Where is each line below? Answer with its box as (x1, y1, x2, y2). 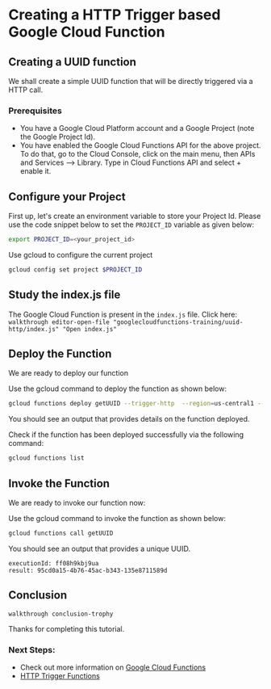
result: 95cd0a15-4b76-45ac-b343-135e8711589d (8, 566, 168, 574)
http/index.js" (8, 325, 60, 333)
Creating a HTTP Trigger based (8, 6, 221, 24)
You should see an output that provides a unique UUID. (8, 544, 191, 553)
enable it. (19, 166, 52, 176)
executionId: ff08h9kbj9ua (8, 559, 99, 567)
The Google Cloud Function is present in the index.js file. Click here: (8, 309, 238, 319)
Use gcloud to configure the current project (8, 250, 153, 259)
